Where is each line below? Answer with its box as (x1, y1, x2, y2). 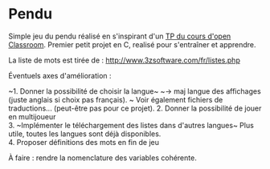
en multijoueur (8, 111, 56, 121)
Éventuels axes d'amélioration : (8, 70, 112, 80)
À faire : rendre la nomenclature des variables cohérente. (8, 153, 197, 163)
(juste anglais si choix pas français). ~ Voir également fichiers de (8, 95, 223, 104)
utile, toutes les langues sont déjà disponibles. (8, 129, 162, 139)
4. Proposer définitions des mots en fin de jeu (8, 137, 159, 147)
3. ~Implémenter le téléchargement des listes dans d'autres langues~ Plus (8, 120, 255, 130)
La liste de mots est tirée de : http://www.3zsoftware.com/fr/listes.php (8, 55, 241, 65)
